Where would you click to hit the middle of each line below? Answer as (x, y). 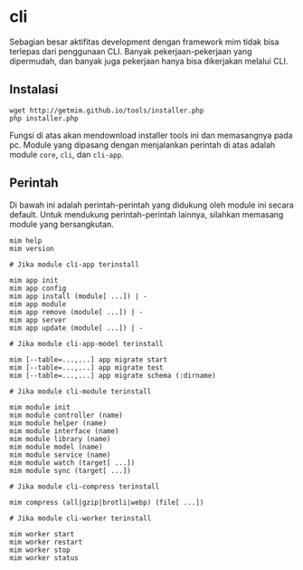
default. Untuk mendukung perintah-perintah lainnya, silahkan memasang (147, 214)
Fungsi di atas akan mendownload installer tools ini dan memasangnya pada (151, 135)
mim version (32, 248)
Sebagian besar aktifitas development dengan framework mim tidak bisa (144, 42)
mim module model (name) (56, 447)
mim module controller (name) (66, 415)
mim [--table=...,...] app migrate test (87, 367)
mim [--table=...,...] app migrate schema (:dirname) (113, 375)
